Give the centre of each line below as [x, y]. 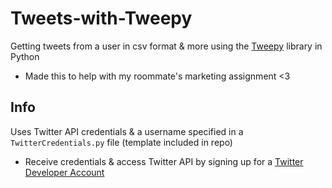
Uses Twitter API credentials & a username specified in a [127, 131]
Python [25, 56]
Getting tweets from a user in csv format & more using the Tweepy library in [166, 46]
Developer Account [64, 172]
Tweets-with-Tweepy [101, 18]
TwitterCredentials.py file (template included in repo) [121, 142]
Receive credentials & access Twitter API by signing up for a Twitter [164, 161]
